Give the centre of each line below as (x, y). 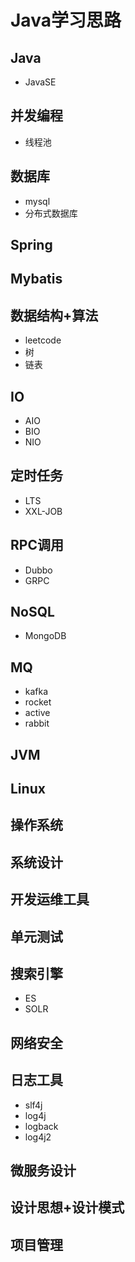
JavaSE (40, 82)
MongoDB (45, 636)
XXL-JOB (43, 511)
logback (41, 1126)
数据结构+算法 (54, 315)
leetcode (43, 340)
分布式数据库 (51, 213)
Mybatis (36, 279)
